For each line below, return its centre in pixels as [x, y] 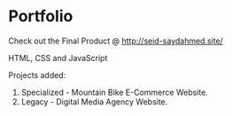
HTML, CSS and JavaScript [58, 58]
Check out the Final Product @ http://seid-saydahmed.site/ [116, 41]
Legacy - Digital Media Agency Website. [94, 101]
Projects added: [37, 75]
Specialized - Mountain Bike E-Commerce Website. [115, 92]
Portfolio [41, 16]
